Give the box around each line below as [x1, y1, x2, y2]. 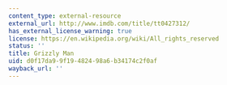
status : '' [8, 42, 45, 50]
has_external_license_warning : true [8, 27, 132, 35]
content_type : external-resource [8, 11, 122, 20]
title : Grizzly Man [8, 49, 75, 57]
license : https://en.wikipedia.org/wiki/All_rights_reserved [8, 34, 220, 43]
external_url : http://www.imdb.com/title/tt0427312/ [8, 19, 191, 28]
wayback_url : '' [8, 65, 63, 73]
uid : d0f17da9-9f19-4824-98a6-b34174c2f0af [8, 57, 158, 66]
